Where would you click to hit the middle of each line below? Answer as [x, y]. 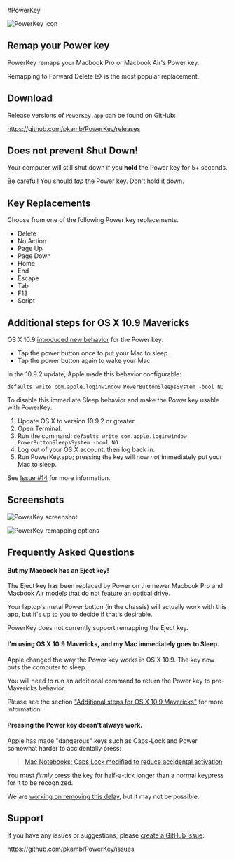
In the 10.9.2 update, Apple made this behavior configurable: [95, 374]
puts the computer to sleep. [47, 667]
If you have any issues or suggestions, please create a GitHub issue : [106, 835]
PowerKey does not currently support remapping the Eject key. [98, 628]
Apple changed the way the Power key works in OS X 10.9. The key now [111, 660]
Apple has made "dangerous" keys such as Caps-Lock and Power [103, 740]
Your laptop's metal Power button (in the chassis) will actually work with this [117, 607]
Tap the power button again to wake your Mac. [85, 361]
